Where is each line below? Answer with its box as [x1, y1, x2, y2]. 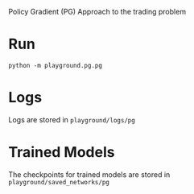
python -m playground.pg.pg [8, 61, 103, 69]
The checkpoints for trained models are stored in [8, 169, 171, 180]
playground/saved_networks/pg [8, 178, 110, 186]
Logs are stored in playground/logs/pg [8, 114, 135, 124]
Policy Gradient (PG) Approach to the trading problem [8, 7, 187, 16]
